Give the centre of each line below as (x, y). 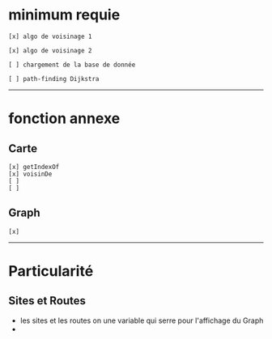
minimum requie (64, 15)
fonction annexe (64, 119)
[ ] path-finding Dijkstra (54, 78)
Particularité (51, 271)
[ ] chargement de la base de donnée (72, 65)
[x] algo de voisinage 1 (50, 36)
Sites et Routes (47, 301)
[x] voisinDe (30, 174)
